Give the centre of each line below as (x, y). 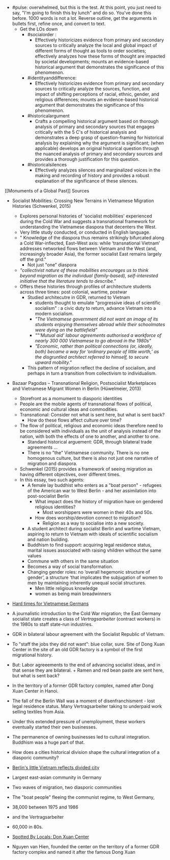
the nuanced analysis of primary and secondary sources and (99, 154)
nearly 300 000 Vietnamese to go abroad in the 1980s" (93, 341)
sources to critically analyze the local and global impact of (96, 45)
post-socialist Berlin (48, 496)
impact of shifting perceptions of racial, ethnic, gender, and (97, 94)
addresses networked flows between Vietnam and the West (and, (88, 249)
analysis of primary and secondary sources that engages (95, 127)
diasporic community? (35, 758)
